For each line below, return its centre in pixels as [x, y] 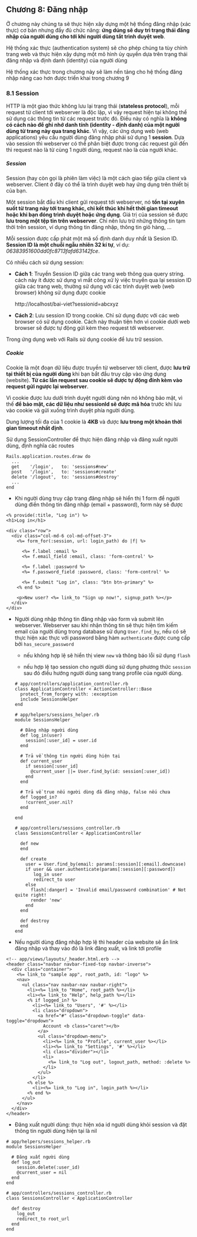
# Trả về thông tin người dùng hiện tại [70, 756]
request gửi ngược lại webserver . [47, 387]
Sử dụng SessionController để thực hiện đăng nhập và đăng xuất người [92, 440]
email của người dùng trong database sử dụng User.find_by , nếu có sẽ [100, 632]
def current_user [41, 761]
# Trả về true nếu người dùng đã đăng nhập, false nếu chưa [95, 792]
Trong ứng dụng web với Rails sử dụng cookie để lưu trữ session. [85, 339]
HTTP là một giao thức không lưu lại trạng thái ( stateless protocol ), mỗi [93, 106]
